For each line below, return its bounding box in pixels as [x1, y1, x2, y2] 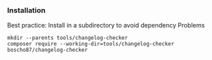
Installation [7, 6, 46, 15]
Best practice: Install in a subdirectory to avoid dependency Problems [7, 21, 205, 30]
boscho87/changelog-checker [7, 47, 88, 54]
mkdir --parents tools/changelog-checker [7, 34, 128, 41]
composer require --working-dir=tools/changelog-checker [7, 41, 175, 48]
